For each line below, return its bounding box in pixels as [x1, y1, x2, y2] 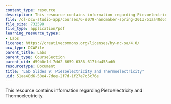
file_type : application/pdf [5, 26, 65, 31]
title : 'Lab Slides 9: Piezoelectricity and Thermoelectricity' [5, 69, 145, 74]
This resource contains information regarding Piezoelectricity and [5, 87, 143, 93]
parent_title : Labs [5, 50, 47, 55]
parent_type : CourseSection [5, 54, 65, 60]
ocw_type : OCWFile [5, 45, 44, 50]
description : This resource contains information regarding [5, 12, 136, 17]
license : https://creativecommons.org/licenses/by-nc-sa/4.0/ [5, 41, 140, 46]
